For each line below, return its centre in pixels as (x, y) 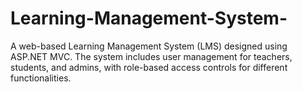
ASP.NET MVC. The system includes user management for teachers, (151, 56)
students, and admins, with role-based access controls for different (149, 67)
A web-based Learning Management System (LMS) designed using (149, 46)
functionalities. (41, 78)
